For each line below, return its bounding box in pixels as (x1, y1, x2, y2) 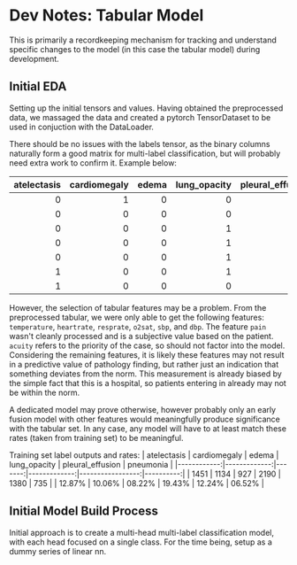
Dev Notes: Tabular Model (9, 5, 204, 26)
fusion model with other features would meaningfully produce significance (9, 414, 280, 424)
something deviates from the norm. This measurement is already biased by (9, 368, 283, 379)
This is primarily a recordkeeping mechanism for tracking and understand (9, 35, 277, 45)
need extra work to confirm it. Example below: (9, 157, 177, 168)
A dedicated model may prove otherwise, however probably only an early (9, 404, 277, 414)
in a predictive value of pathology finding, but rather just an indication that (9, 359, 279, 369)
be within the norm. (9, 387, 80, 398)
